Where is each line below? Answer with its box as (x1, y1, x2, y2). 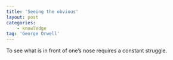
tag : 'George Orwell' (6, 31, 60, 37)
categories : (6, 20, 36, 26)
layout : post (6, 14, 39, 20)
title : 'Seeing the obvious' (6, 8, 79, 15)
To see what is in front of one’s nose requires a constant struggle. (6, 47, 168, 54)
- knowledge (17, 25, 47, 31)
